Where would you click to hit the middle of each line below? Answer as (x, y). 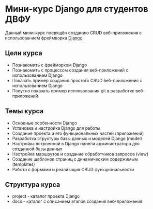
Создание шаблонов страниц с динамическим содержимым (75, 159)
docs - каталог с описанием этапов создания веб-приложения (77, 201)
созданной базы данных (37, 149)
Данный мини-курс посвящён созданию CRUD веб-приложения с (73, 33)
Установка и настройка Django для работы (56, 128)
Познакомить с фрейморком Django (49, 65)
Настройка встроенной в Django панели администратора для (76, 143)
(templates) (23, 164)
